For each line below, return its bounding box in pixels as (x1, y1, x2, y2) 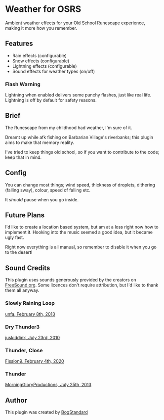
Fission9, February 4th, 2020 (5, 358, 64, 364)
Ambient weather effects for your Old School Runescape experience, (5, 20, 146, 26)
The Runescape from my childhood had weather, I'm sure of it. (5, 125, 132, 131)
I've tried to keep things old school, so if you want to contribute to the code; (5, 149, 160, 155)
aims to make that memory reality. (5, 140, 74, 145)
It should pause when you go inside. (5, 196, 79, 202)
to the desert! (5, 249, 33, 255)
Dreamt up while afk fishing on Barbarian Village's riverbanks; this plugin (5, 134, 154, 140)
